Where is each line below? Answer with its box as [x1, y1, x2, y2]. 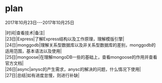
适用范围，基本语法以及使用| [5, 48, 62, 54]
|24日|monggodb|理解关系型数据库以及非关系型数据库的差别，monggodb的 [5, 42, 156, 48]
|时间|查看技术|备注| [5, 30, 45, 35]
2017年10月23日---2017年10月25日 [5, 19, 74, 25]
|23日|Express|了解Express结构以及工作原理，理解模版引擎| [5, 36, 125, 42]
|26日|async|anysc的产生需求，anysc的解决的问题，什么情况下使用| [5, 66, 141, 72]
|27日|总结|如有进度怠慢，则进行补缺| [5, 72, 80, 78]
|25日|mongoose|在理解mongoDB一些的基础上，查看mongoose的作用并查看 [5, 54, 158, 60]
